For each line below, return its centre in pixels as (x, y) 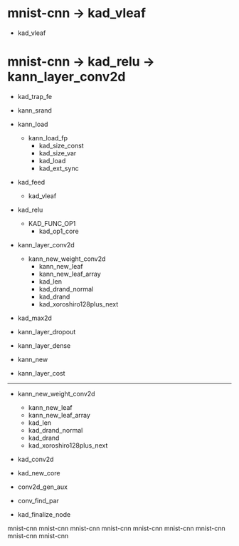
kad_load (52, 160)
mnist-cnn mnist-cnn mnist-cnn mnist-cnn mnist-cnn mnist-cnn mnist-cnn (116, 528)
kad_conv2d (36, 459)
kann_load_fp (48, 138)
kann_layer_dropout (47, 331)
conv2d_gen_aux (42, 487)
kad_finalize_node (44, 514)
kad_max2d (34, 318)
